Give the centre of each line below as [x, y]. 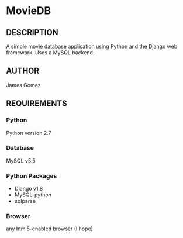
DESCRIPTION [32, 32]
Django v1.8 [29, 189]
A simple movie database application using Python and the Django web [92, 46]
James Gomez [23, 85]
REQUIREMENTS [37, 104]
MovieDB [29, 11]
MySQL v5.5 [21, 161]
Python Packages [32, 175]
